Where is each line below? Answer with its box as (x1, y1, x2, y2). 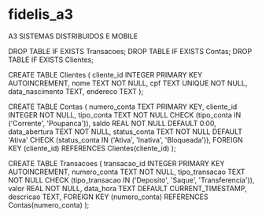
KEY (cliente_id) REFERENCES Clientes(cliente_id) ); (8, 143, 176, 153)
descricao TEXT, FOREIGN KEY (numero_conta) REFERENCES (8, 192, 208, 201)
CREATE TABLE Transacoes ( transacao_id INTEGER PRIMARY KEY (8, 158, 225, 168)
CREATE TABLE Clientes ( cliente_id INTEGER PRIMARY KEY (8, 70, 203, 79)
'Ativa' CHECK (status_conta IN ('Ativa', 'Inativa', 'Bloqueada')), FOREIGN (8, 135, 243, 144)
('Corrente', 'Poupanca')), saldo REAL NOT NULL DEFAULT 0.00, (8, 118, 216, 128)
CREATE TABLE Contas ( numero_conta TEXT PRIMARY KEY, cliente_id (8, 102, 238, 111)
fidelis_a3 (8, 5, 73, 24)
